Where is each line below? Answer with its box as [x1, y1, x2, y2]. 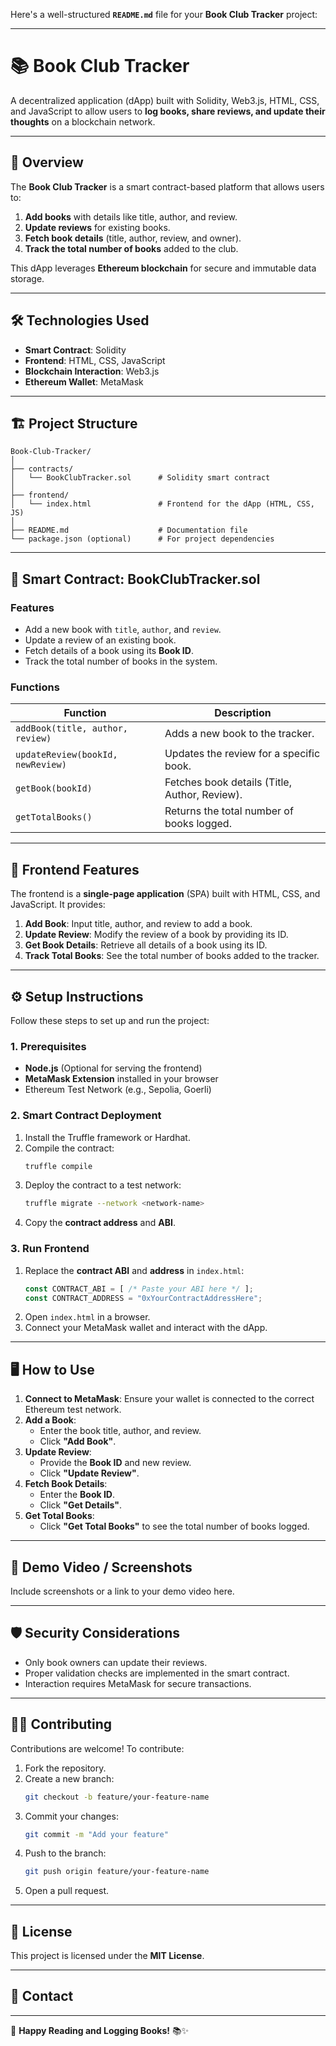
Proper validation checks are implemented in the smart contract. [24, 1667, 290, 1679]
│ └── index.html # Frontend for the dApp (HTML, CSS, [10, 499, 315, 509]
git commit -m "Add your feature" [24, 1829, 169, 1839]
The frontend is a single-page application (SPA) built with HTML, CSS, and [10, 888, 321, 900]
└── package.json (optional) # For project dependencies [10, 534, 275, 544]
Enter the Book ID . [39, 1489, 116, 1501]
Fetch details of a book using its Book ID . [24, 645, 194, 657]
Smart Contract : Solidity [24, 344, 127, 356]
